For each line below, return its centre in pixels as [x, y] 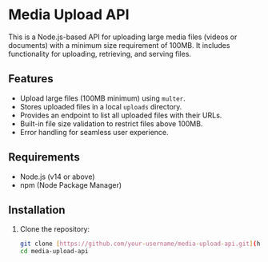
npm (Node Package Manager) [71, 185]
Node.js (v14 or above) [57, 177]
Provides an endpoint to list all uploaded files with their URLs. [121, 115]
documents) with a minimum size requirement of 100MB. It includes [119, 45]
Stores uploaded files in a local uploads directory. [101, 106]
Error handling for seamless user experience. [94, 132]
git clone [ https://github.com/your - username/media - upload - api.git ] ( [138, 244]
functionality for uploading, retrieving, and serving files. [100, 54]
